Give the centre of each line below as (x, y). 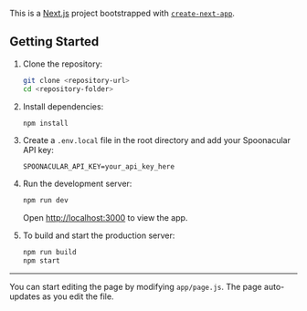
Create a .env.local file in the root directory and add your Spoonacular (156, 140)
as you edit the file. (78, 296)
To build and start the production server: (99, 235)
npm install (45, 123)
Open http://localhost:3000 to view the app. (105, 218)
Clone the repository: (63, 64)
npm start (42, 261)
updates (25, 296)
